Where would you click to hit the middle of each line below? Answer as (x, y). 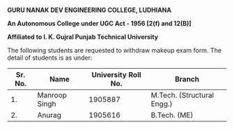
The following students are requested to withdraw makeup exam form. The (114, 50)
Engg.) (162, 104)
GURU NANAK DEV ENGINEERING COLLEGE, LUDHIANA (89, 10)
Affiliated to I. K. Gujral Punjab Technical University (83, 37)
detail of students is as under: (50, 58)
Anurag (49, 115)
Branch (187, 79)
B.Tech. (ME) (172, 115)
